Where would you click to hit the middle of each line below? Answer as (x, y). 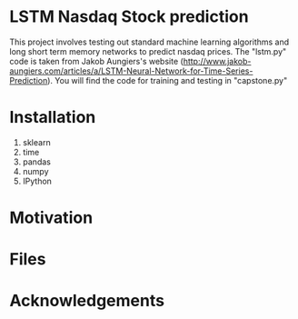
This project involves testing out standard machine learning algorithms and (149, 42)
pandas (37, 162)
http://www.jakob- (217, 61)
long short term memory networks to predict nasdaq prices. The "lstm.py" (148, 51)
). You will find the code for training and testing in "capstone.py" (167, 80)
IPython (37, 181)
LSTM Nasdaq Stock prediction (129, 17)
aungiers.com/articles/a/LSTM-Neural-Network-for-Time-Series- (131, 71)
